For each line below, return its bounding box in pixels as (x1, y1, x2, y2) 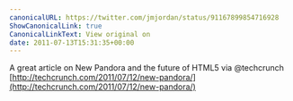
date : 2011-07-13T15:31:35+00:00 (9, 38, 135, 47)
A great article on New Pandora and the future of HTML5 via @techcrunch (9, 63, 285, 73)
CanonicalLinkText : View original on (9, 29, 151, 38)
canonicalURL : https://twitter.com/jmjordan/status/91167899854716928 (9, 13, 280, 22)
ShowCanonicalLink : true (9, 21, 102, 30)
